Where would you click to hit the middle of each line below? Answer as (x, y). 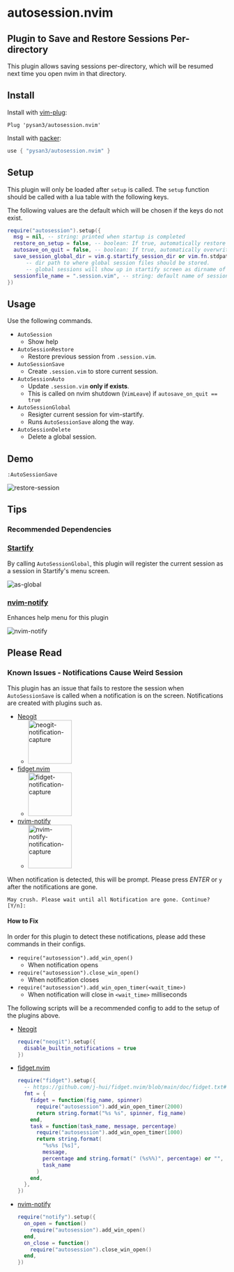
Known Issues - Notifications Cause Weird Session (95, 673)
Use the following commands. (50, 321)
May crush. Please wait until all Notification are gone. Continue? (109, 900)
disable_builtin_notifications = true (80, 1048)
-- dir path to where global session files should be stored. (118, 263)
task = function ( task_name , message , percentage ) (104, 1126)
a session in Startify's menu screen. (58, 570)
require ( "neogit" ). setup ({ (56, 1042)
